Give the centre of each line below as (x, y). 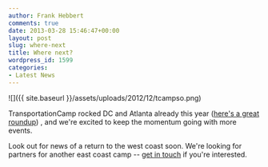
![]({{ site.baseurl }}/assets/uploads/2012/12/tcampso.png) (105, 97)
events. (20, 130)
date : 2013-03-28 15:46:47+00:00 (64, 30)
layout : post (30, 38)
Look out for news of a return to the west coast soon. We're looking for (125, 145)
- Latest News (32, 75)
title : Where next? (41, 53)
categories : (28, 68)
